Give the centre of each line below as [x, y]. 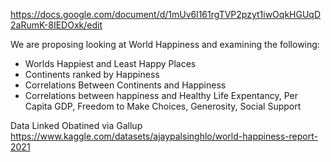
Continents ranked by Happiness [92, 74]
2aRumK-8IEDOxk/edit [56, 25]
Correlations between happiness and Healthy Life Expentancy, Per [161, 95]
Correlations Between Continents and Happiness [125, 85]
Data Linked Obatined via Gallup [76, 125]
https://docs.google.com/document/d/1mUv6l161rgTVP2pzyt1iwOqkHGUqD [166, 14]
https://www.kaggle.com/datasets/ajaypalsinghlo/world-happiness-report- [164, 136]
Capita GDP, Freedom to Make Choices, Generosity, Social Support [163, 106]
